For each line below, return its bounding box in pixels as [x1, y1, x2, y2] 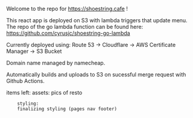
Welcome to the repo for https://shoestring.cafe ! [6, 5, 128, 12]
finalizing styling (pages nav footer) [17, 106, 118, 112]
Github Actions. [6, 78, 45, 84]
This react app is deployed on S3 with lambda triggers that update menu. [6, 17, 188, 23]
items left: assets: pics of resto [6, 89, 83, 96]
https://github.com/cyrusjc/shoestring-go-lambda [6, 29, 131, 37]
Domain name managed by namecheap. [6, 60, 106, 66]
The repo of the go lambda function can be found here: [6, 23, 144, 30]
